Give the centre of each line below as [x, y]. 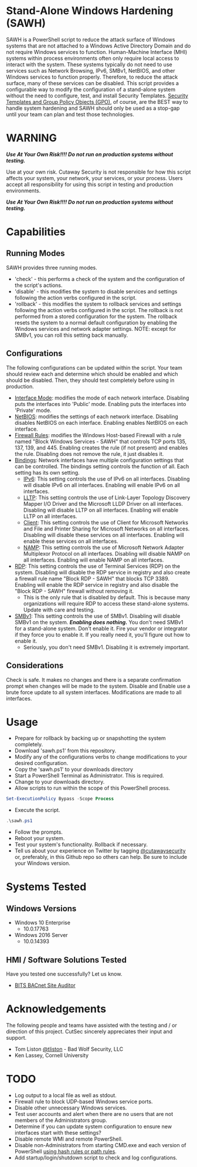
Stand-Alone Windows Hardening [90, 11]
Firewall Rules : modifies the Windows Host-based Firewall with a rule [98, 435]
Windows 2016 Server [41, 935]
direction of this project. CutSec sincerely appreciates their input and [89, 1031]
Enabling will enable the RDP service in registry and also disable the [96, 584]
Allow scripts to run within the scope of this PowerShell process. [92, 788]
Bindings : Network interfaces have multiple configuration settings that [99, 460]
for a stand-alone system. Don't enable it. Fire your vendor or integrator [101, 628]
